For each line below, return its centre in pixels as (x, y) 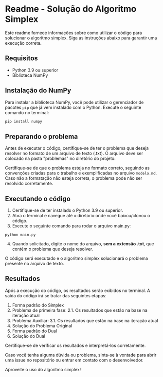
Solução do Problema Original (42, 326)
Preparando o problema (42, 136)
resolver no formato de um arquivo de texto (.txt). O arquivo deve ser (74, 154)
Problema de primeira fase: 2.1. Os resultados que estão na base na (80, 310)
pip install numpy (24, 121)
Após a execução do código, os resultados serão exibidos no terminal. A (78, 291)
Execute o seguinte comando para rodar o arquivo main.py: (72, 226)
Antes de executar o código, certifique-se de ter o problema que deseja (77, 148)
